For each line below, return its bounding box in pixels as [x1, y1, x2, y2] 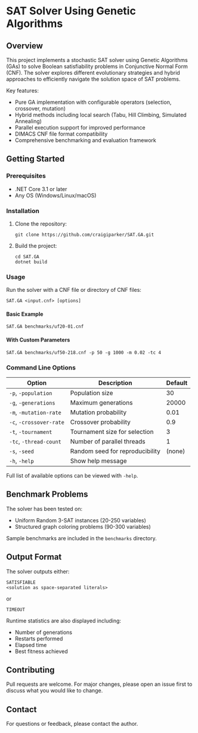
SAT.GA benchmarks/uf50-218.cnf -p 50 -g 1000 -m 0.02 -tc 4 [6, 349, 162, 356]
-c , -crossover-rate [9, 418, 64, 426]
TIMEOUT [6, 606, 26, 612]
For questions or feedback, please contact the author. [6, 720, 138, 728]
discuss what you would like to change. [6, 687, 103, 694]
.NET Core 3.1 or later [14, 185, 67, 192]
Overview [6, 41, 44, 51]
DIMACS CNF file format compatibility [14, 130, 108, 137]
